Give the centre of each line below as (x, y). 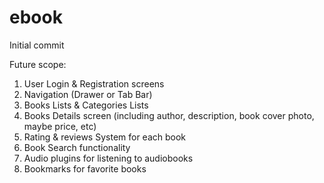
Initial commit (37, 45)
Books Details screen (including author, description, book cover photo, (169, 115)
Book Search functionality (77, 147)
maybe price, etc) (60, 126)
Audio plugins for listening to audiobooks (108, 158)
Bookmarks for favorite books (85, 168)
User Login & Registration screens (94, 83)
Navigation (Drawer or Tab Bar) (88, 94)
